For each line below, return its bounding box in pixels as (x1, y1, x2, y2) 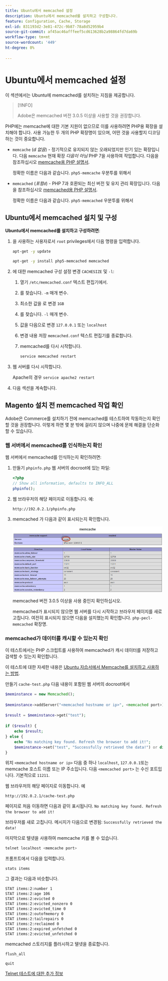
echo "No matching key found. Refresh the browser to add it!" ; (14, 739, 151, 744)
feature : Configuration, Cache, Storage (5, 19, 91, 24)
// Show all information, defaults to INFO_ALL (12, 481, 113, 486)
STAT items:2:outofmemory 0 (5, 912, 64, 917)
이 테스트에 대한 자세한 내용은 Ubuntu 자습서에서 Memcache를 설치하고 (5, 664, 146, 670)
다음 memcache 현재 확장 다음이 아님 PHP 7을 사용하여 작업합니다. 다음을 (19, 152, 159, 158)
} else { (5, 734, 23, 739)
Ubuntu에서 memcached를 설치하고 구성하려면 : (5, 228, 100, 234)
